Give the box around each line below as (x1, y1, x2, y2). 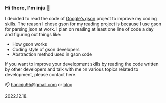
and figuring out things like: (5, 32, 61, 38)
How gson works (12, 41, 47, 47)
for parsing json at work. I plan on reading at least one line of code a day (5, 26, 154, 32)
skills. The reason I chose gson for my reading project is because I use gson (5, 21, 162, 27)
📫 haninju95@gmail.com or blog (5, 82, 73, 88)
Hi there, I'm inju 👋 (5, 4, 51, 11)
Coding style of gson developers (12, 47, 80, 52)
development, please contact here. (5, 72, 77, 78)
